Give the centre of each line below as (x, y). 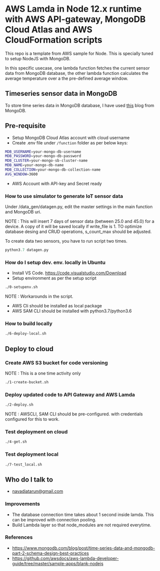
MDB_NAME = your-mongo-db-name (34, 165)
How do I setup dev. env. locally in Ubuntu (55, 262)
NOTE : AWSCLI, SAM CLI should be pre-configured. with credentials (74, 414)
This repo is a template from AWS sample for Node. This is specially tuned (79, 53)
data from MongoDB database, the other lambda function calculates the (77, 73)
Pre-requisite (25, 126)
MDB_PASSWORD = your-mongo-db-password (43, 156)
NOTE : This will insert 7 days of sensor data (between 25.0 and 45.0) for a (80, 221)
